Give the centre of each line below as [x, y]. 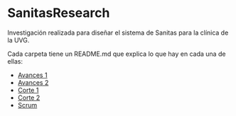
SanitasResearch [59, 13]
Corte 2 [29, 98]
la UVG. [18, 40]
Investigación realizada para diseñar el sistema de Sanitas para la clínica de [118, 33]
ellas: [15, 61]
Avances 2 [33, 82]
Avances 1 [32, 75]
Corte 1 [28, 90]
